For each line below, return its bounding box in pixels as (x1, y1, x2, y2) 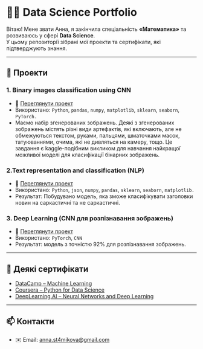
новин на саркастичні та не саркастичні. (14, 199, 120, 206)
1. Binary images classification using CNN (6, 86, 131, 94)
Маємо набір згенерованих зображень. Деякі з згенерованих (14, 119, 175, 126)
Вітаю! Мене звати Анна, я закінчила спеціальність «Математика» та (6, 25, 187, 33)
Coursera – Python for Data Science (14, 286, 105, 293)
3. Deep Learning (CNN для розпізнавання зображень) (6, 214, 174, 222)
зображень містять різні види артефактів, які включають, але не (14, 125, 182, 132)
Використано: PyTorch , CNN (14, 234, 83, 242)
